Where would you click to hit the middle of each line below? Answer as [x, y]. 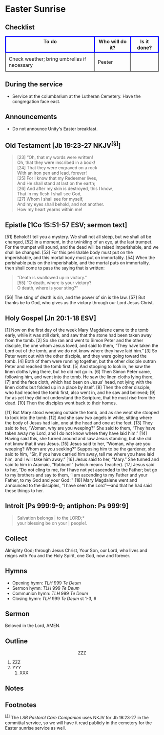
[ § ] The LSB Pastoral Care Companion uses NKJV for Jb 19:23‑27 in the [77, 717]
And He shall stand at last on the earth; [56, 184]
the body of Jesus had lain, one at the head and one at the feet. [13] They [79, 423]
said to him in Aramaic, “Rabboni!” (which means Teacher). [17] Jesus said [80, 465]
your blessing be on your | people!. [52, 523]
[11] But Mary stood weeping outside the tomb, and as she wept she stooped [82, 413]
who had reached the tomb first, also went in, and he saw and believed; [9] [81, 393]
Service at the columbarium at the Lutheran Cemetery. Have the [76, 96]
